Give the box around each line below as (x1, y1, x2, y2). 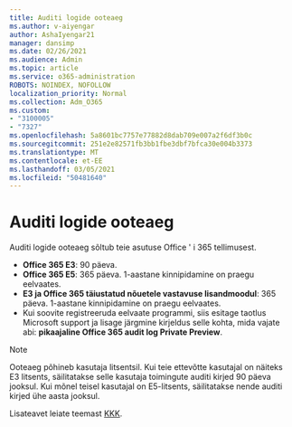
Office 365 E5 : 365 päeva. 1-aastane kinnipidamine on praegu (22, 269, 255, 280)
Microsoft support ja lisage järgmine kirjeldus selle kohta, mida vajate (22, 318, 280, 328)
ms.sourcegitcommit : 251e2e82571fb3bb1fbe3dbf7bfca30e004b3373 (9, 139, 253, 148)
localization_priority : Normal (9, 89, 127, 98)
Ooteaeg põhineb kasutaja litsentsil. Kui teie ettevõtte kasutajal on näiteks (9, 362, 283, 373)
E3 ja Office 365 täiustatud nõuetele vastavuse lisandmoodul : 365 (22, 289, 277, 299)
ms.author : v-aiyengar (9, 22, 95, 31)
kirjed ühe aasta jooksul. (9, 391, 100, 402)
